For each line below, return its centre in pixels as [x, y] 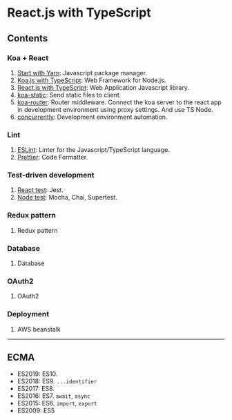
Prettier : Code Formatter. [52, 157]
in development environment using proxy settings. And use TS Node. [115, 109]
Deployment [28, 314]
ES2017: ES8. [36, 389]
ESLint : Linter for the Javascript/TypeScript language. [94, 150]
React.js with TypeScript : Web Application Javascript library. [103, 87]
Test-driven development [51, 175]
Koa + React [28, 58]
